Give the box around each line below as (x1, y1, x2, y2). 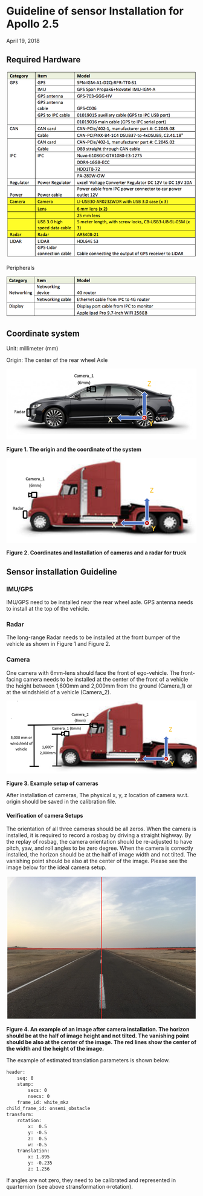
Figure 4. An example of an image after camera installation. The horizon (6, 1025, 190, 1033)
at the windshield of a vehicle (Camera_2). (6, 688, 112, 695)
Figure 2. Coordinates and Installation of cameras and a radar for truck (6, 549, 187, 556)
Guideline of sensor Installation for (6, 4, 184, 18)
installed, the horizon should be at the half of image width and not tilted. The (6, 851, 196, 858)
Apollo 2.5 (6, 17, 59, 31)
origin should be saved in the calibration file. (6, 798, 117, 806)
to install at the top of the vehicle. (6, 605, 89, 613)
